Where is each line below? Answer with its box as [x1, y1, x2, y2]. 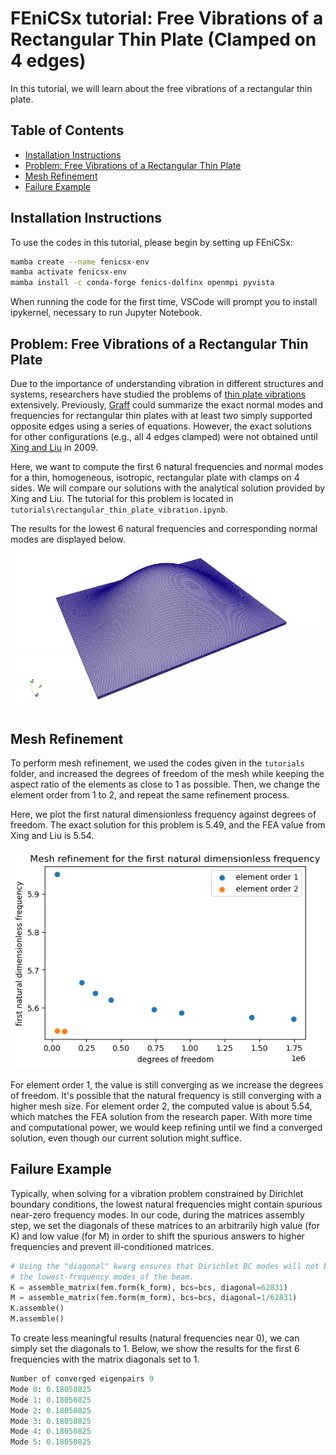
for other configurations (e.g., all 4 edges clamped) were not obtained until [10, 431, 318, 442]
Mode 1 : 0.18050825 [10, 1395, 92, 1405]
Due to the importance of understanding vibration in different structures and [10, 378, 324, 389]
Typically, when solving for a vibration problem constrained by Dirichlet [10, 1187, 304, 1199]
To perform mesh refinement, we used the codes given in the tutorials [10, 757, 305, 769]
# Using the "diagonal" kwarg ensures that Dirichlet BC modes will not [10, 1261, 320, 1271]
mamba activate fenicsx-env [10, 267, 128, 277]
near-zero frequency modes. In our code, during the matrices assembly [10, 1208, 305, 1221]
